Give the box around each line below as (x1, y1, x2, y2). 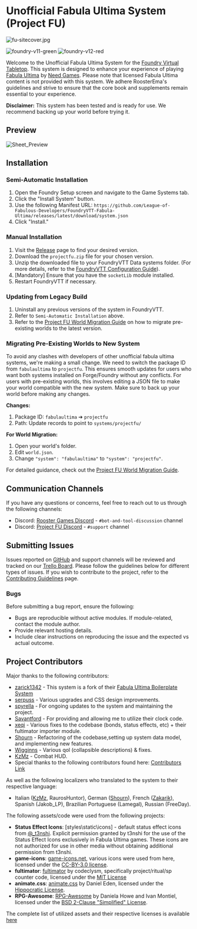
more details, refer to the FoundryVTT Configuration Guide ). (14, 265, 161, 272)
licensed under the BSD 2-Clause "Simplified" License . (14, 899, 148, 906)
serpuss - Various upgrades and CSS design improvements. (14, 696, 160, 704)
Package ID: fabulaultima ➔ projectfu (14, 413, 108, 420)
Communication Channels (6, 483, 104, 493)
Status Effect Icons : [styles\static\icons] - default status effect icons (14, 823, 181, 830)
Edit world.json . (14, 449, 54, 456)
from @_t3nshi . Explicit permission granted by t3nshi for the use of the (14, 830, 186, 837)
